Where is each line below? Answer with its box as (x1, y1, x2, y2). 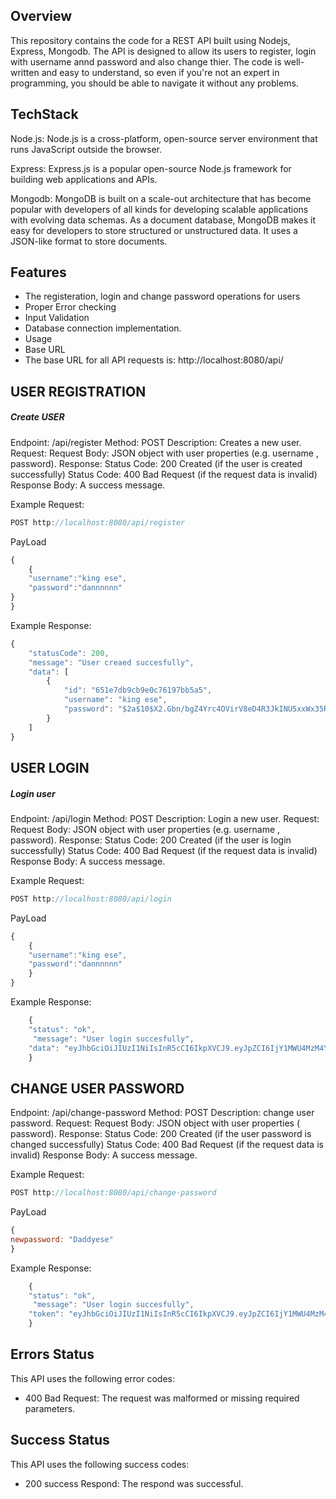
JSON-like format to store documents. (10, 235, 168, 247)
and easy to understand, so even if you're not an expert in (41, 66, 280, 78)
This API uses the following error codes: (10, 1372, 176, 1384)
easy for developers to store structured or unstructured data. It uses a (10, 224, 298, 236)
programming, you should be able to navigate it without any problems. (10, 77, 299, 89)
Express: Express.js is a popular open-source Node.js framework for (10, 162, 292, 174)
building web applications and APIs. (10, 173, 158, 185)
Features (10, 264, 67, 281)
